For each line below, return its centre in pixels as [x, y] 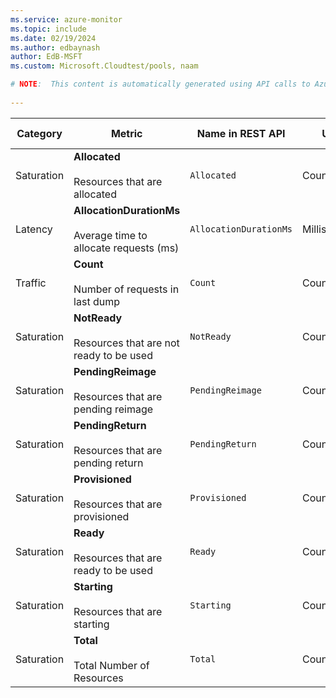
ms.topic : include [48, 29]
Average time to [110, 235]
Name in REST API [241, 133]
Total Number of [111, 665]
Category [39, 133]
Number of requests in [126, 289]
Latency [34, 229]
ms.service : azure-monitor [66, 19]
